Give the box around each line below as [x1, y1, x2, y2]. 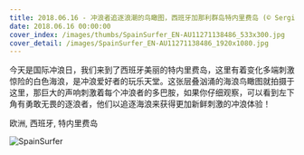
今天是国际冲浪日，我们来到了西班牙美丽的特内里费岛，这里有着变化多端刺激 [9, 64, 295, 75]
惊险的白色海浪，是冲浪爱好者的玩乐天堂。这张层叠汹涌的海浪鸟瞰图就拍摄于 [9, 76, 295, 87]
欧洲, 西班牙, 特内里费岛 [9, 118, 98, 129]
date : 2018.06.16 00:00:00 [9, 22, 111, 31]
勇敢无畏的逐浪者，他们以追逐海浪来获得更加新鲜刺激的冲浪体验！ [24, 99, 271, 110]
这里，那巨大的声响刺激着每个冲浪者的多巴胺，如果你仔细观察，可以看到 [9, 87, 279, 98]
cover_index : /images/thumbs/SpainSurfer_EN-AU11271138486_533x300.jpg [9, 30, 285, 39]
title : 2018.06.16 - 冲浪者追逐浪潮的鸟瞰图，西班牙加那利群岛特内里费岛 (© [9, 13, 271, 23]
